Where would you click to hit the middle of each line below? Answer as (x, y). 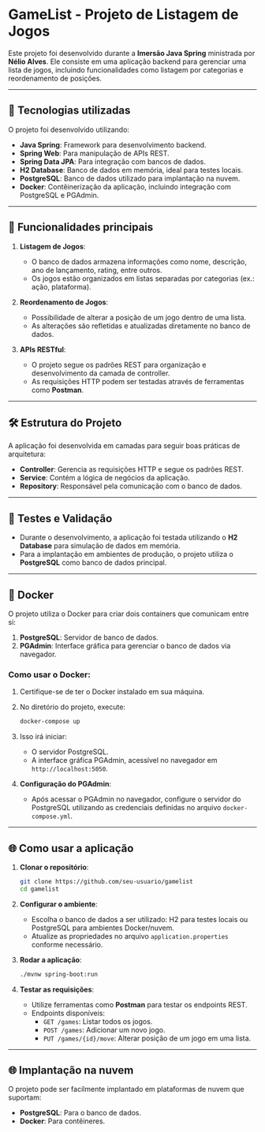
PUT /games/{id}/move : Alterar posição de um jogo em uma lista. (147, 1038)
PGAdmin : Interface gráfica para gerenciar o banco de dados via (125, 646)
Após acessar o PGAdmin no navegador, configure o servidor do (136, 799)
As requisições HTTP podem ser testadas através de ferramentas (138, 381)
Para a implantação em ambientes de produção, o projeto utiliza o (127, 555)
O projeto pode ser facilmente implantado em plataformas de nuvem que (126, 1089)
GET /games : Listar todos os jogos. (98, 1021)
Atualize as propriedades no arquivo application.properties (130, 936)
